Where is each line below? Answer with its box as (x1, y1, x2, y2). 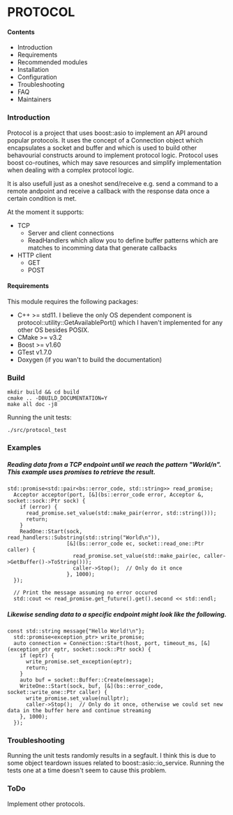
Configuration (17, 73, 57, 81)
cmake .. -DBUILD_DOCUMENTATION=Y (7, 395, 108, 402)
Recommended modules (17, 58, 88, 66)
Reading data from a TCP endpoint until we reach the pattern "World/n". (7, 460, 222, 468)
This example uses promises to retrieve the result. (7, 468, 156, 476)
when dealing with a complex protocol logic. (7, 166, 135, 174)
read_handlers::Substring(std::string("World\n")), (7, 534, 160, 542)
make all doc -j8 (7, 401, 58, 408)
